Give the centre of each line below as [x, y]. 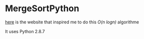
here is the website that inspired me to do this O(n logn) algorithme [72, 22]
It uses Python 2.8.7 [25, 31]
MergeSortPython [42, 9]
